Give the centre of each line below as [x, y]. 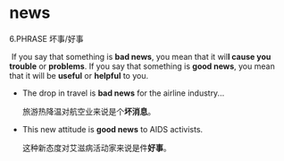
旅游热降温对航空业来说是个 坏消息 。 [89, 111]
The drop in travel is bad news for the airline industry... [123, 93]
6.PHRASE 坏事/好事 [46, 38]
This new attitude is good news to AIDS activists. [113, 129]
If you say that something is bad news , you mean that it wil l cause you [141, 56]
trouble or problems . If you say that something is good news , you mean [142, 66]
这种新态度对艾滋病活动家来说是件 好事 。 [96, 148]
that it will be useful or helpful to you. [79, 75]
